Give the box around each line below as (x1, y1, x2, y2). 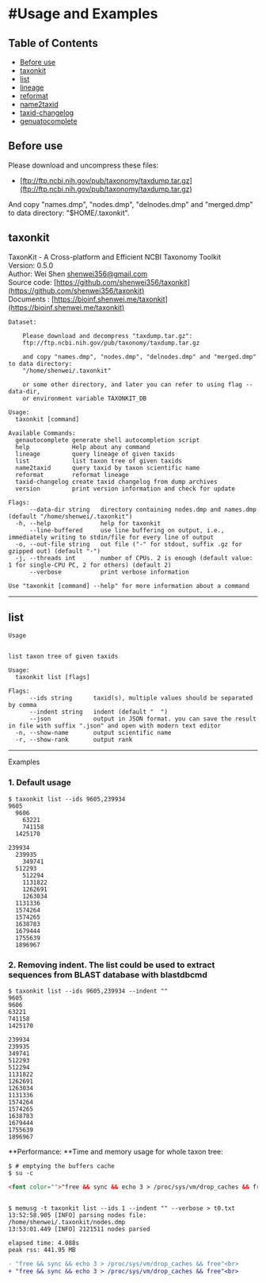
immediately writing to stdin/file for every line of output (8, 533, 215, 541)
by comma (8, 701, 37, 709)
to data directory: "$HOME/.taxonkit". (8, 208, 130, 217)
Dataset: (8, 318, 37, 326)
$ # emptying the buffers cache (8, 1162, 115, 1170)
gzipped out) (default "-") (8, 547, 101, 555)
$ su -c (8, 1170, 34, 1177)
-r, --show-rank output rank (15, 736, 133, 744)
